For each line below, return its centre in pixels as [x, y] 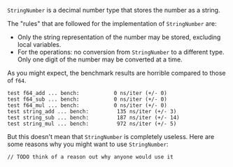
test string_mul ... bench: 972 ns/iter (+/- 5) [92, 124]
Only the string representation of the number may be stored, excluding [119, 37]
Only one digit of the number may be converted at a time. [100, 59]
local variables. [39, 44]
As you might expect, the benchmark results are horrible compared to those [116, 73]
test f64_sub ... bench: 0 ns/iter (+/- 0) [87, 99]
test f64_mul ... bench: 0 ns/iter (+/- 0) [87, 106]
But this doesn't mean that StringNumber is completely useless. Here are [111, 137]
